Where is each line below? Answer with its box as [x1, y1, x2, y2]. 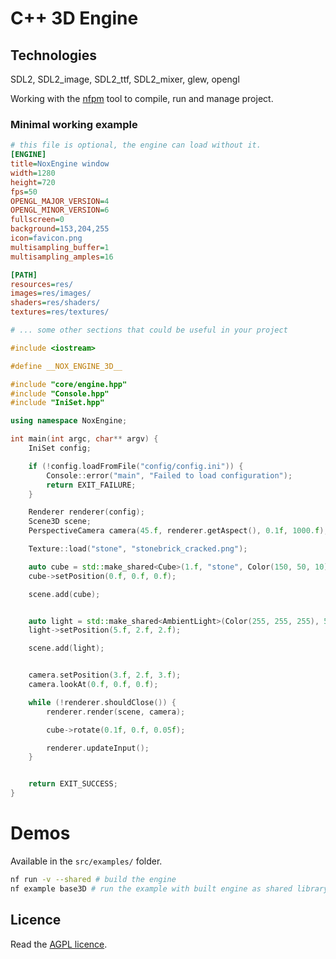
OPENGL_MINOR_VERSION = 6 [10, 205, 110, 216]
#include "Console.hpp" [10, 388, 110, 399]
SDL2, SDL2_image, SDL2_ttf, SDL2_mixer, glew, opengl [10, 73, 240, 85]
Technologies [10, 47, 98, 64]
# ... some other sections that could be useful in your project [10, 325, 288, 336]
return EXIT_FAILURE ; [46, 480, 137, 490]
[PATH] [10, 270, 38, 280]
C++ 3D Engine [10, 7, 139, 30]
